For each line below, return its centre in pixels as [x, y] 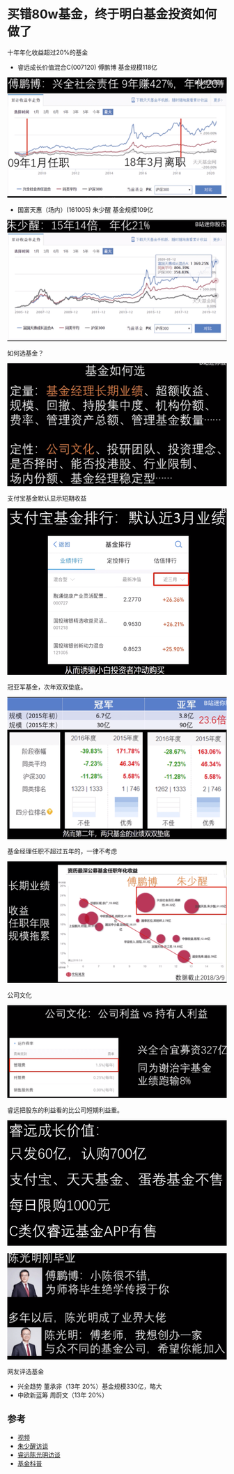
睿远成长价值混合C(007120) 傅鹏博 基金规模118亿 [87, 67]
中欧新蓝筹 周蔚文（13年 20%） [63, 1395]
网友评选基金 [25, 1372]
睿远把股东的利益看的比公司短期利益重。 [65, 1110]
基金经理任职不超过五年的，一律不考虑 [62, 851]
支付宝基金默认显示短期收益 [47, 499]
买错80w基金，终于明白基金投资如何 [112, 14]
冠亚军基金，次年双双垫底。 [47, 687]
